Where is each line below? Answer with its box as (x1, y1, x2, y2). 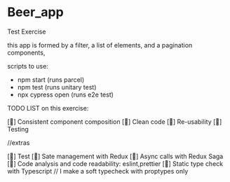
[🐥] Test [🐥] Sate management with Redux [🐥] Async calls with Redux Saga (7, 152, 224, 160)
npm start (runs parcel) (17, 75, 85, 84)
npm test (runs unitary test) (17, 83, 97, 91)
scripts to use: (7, 62, 49, 70)
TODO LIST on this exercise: (7, 104, 89, 112)
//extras (7, 138, 30, 147)
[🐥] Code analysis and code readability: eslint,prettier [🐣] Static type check (7, 159, 223, 168)
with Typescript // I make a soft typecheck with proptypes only (7, 167, 189, 175)
